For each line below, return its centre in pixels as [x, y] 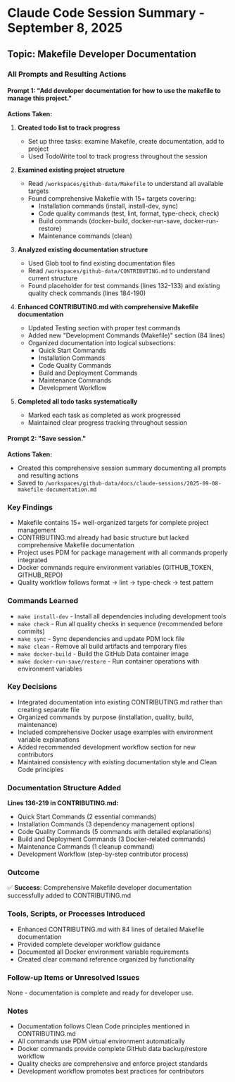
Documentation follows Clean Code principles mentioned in [103, 1026]
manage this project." [40, 98]
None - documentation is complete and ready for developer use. [101, 993]
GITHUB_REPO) [40, 575]
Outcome [24, 873]
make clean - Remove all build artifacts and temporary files [102, 646]
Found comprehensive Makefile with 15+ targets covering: [112, 198]
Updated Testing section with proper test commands [104, 328]
